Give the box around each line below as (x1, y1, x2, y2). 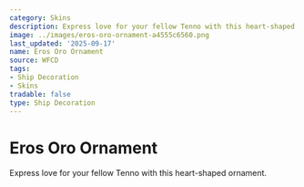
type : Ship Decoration (9, 98, 96, 108)
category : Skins (9, 13, 71, 23)
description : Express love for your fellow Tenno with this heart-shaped (9, 22, 296, 31)
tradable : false (9, 89, 71, 99)
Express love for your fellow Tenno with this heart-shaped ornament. (9, 168, 267, 179)
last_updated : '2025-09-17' (9, 38, 117, 48)
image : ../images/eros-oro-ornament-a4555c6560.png (9, 30, 209, 39)
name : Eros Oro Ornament (9, 47, 104, 57)
